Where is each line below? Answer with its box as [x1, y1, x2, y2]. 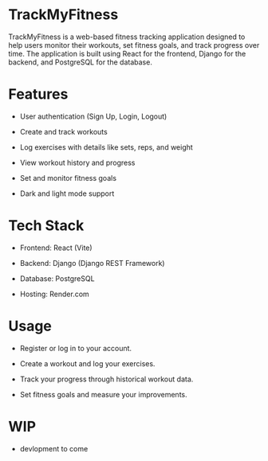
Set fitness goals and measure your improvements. [19, 389, 187, 399]
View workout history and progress [19, 158, 136, 167]
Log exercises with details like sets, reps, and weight [19, 142, 193, 152]
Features [8, 85, 69, 104]
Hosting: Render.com [19, 289, 89, 299]
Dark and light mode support [19, 189, 115, 198]
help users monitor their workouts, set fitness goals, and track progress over [8, 40, 260, 49]
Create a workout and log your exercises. [19, 358, 156, 368]
